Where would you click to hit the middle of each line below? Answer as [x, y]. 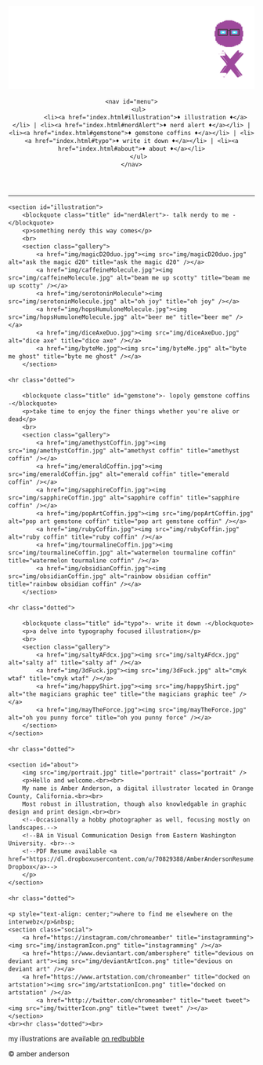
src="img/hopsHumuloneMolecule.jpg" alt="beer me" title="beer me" [121, 317]
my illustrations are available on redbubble [76, 1038]
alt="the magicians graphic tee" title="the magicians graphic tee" [122, 694]
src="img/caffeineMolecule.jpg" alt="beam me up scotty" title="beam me [129, 278]
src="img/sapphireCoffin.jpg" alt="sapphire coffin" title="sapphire [124, 498]
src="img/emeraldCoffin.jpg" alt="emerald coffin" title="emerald [119, 474]
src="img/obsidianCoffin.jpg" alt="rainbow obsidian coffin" [110, 576]
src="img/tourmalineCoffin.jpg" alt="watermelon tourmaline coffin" [122, 553]
